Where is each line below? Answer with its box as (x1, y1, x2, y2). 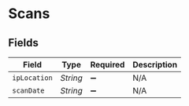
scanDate (12, 86, 45, 95)
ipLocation (12, 74, 53, 82)
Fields (8, 36, 39, 49)
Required (90, 60, 125, 70)
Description (132, 60, 178, 70)
